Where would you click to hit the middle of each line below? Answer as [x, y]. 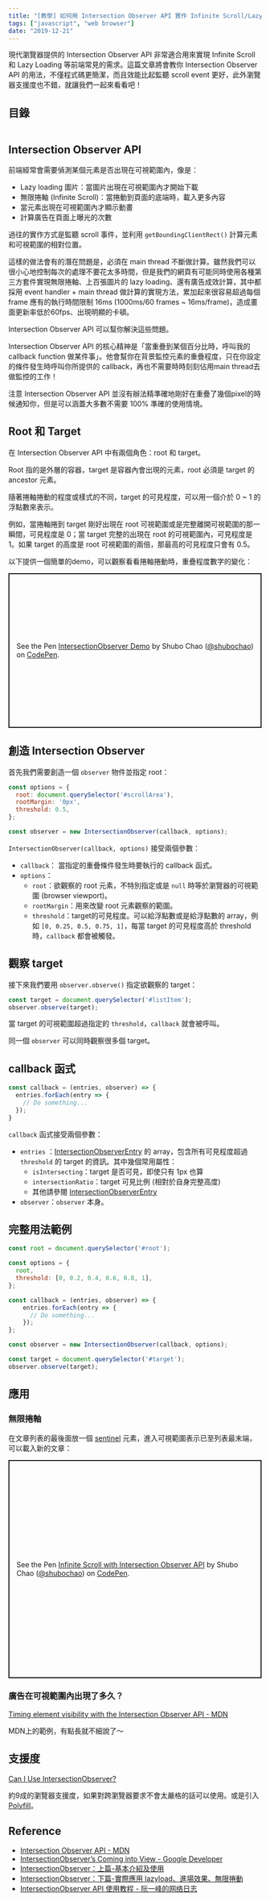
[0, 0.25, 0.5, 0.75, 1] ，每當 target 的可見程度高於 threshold [146, 926]
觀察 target [36, 964]
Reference [35, 1831]
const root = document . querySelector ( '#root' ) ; [90, 1249]
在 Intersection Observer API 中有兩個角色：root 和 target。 [106, 452]
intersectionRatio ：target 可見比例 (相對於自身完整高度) [126, 1181]
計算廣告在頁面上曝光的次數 [66, 217]
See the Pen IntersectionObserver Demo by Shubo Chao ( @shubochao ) [135, 647]
